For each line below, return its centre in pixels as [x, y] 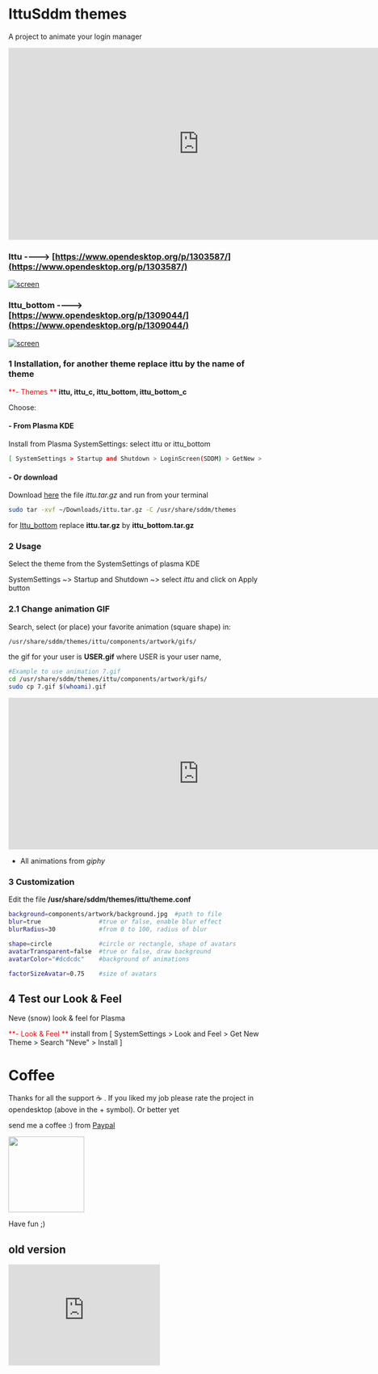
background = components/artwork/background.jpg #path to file [115, 915]
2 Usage [25, 546]
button [19, 588]
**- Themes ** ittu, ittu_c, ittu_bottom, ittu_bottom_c [98, 391]
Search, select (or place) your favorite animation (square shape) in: [120, 627]
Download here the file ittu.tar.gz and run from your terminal [108, 495]
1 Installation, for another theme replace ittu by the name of [126, 364]
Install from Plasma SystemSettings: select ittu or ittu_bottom [109, 444]
